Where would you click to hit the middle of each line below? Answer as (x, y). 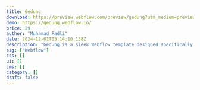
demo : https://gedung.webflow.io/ (49, 22)
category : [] (22, 72)
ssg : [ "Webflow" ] (28, 50)
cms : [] (16, 67)
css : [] (16, 56)
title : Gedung (24, 12)
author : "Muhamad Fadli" (37, 34)
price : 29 (18, 28)
